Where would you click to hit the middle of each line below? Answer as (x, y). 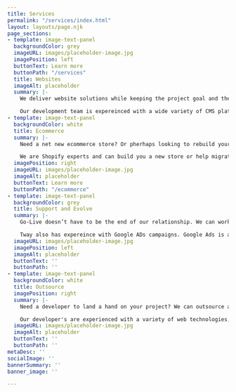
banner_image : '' (33, 372)
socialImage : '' (31, 358)
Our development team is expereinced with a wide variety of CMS (118, 112)
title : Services (31, 14)
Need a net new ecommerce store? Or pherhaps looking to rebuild (118, 144)
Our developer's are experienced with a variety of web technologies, (125, 319)
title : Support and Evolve (53, 209)
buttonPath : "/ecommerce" (52, 189)
